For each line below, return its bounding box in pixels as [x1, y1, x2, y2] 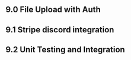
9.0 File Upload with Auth [5, 5, 101, 15]
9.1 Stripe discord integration [5, 25, 114, 35]
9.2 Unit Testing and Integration [5, 45, 125, 55]
